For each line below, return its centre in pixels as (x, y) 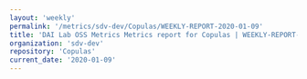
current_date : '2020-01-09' (63, 60)
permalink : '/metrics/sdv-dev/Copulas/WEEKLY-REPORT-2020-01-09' (136, 26)
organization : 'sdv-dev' (57, 43)
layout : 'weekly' (42, 18)
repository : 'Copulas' (53, 52)
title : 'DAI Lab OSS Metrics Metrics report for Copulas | (124, 35)
